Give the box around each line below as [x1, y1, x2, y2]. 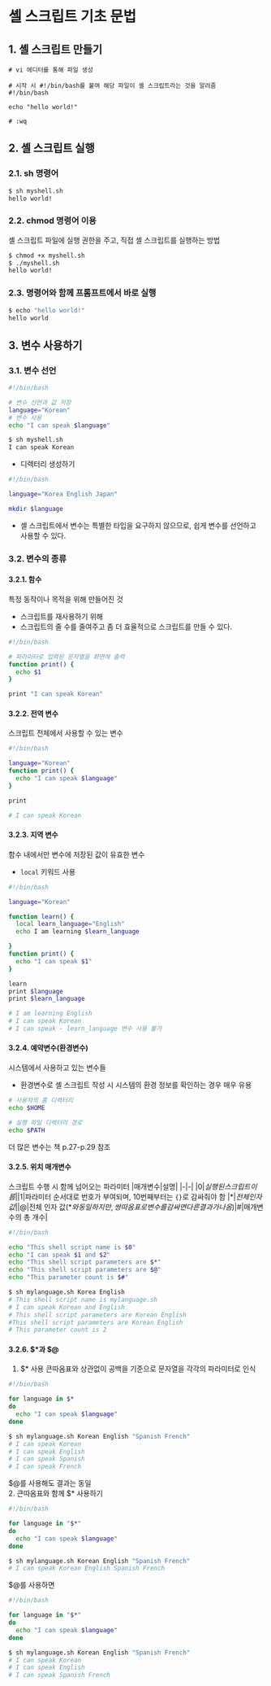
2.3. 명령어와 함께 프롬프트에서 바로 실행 [8, 287, 157, 299]
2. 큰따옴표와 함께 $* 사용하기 [8, 1488, 103, 1498]
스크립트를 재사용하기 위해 [19, 611, 104, 621]
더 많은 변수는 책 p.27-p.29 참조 [8, 1142, 111, 1151]
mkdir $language [8, 504, 63, 513]
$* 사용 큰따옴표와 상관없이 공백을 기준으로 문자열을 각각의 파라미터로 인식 [19, 1364, 256, 1374]
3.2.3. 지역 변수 [8, 830, 58, 840]
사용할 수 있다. [19, 531, 67, 540]
